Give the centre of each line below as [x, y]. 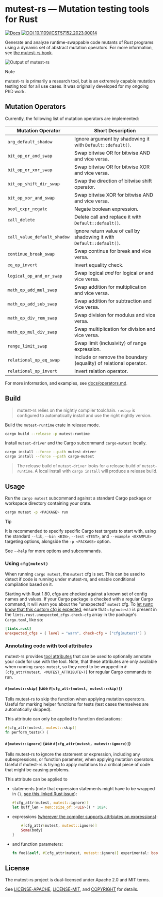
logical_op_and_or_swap [35, 276]
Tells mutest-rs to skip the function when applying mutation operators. [75, 699]
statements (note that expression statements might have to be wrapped [83, 789]
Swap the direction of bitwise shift [113, 180]
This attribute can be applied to [36, 779]
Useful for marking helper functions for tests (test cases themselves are [77, 704]
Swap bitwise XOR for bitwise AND [114, 195]
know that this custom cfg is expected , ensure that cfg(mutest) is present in [81, 609]
